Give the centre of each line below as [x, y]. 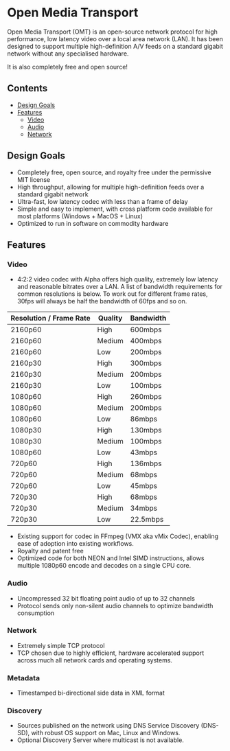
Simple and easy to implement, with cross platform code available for [115, 209]
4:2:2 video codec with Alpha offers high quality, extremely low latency [117, 279]
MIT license [33, 179]
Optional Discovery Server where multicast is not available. [100, 740]
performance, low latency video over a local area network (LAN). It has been [115, 38]
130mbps [146, 430]
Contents [27, 88]
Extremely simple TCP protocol [61, 645]
